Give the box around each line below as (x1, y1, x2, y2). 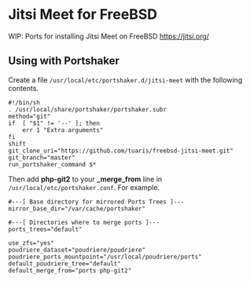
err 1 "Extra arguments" (22, 126, 104, 134)
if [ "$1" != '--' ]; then (8, 119, 101, 127)
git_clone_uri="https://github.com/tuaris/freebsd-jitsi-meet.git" (8, 147, 234, 155)
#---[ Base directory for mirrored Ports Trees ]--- (8, 198, 185, 206)
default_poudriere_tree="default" (8, 259, 122, 268)
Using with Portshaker (8, 54, 120, 68)
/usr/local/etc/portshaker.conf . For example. (8, 182, 160, 192)
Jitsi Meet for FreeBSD (8, 5, 158, 24)
